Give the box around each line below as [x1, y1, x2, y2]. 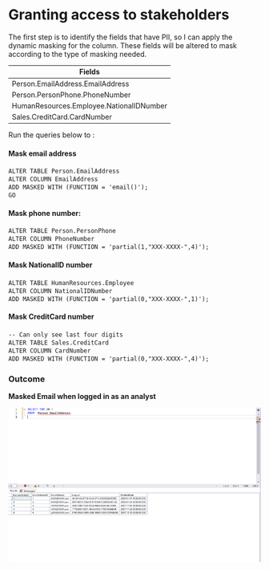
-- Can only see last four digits [8, 331, 124, 339]
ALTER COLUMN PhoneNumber [8, 235, 94, 243]
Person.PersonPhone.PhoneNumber [11, 90, 131, 100]
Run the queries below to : [8, 130, 95, 140]
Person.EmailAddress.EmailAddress [11, 79, 130, 88]
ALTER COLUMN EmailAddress [8, 175, 98, 184]
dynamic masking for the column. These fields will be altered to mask [8, 40, 238, 50]
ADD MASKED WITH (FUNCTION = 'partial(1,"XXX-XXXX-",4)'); [8, 243, 210, 251]
